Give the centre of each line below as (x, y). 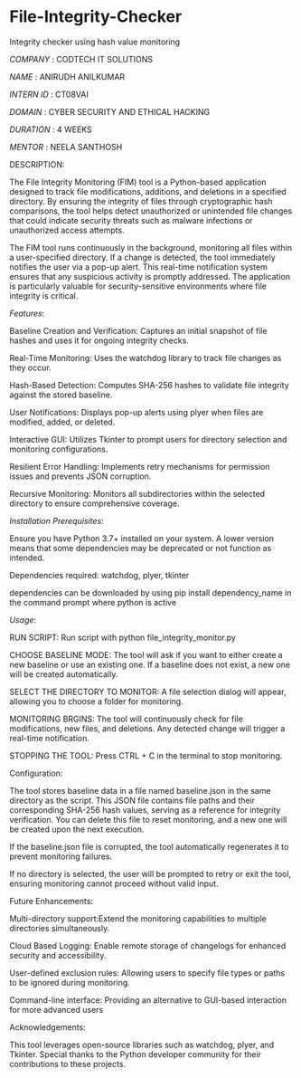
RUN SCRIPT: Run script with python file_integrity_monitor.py (123, 637)
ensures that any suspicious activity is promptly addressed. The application (150, 276)
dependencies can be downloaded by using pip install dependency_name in (150, 592)
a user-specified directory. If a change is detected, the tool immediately (142, 257)
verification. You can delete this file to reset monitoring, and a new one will (148, 819)
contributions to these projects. (68, 1064)
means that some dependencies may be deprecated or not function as (141, 548)
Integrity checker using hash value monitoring (95, 42)
